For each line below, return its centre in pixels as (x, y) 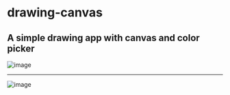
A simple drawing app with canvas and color (103, 38)
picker (21, 48)
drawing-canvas (55, 13)
